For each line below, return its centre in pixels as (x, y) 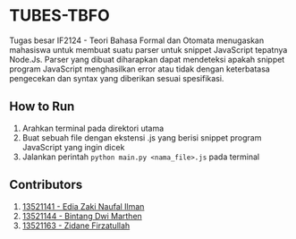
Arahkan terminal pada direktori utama (93, 128)
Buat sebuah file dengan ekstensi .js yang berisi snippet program (142, 137)
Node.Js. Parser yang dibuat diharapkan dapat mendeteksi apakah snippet (147, 59)
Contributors (46, 185)
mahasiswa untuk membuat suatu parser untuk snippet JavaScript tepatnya (148, 49)
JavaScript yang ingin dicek (73, 147)
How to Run (42, 107)
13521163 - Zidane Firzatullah (76, 226)
